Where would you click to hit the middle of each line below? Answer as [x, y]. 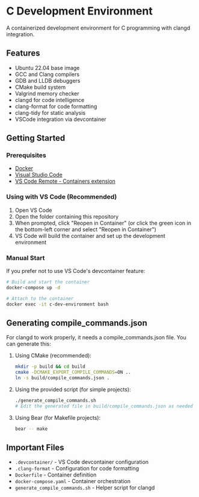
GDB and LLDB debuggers [47, 80]
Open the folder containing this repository [67, 216]
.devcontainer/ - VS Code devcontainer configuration [82, 462]
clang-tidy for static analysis [50, 112]
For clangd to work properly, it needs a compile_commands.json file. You [96, 338]
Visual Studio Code [39, 175]
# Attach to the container [40, 298]
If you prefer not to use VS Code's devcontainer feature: [76, 271]
